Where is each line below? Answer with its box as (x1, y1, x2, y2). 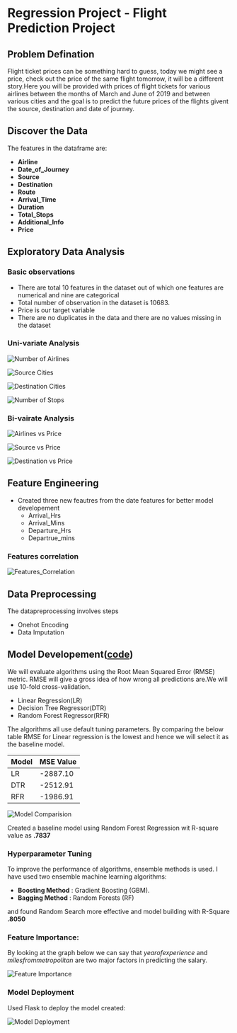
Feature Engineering (7, 477, 99, 489)
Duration (17, 202, 45, 211)
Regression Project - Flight (7, 5, 168, 21)
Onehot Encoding (17, 621, 69, 629)
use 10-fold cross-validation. (7, 682, 91, 691)
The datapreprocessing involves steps (7, 607, 119, 615)
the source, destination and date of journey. (7, 105, 135, 113)
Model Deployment (7, 988, 74, 998)
